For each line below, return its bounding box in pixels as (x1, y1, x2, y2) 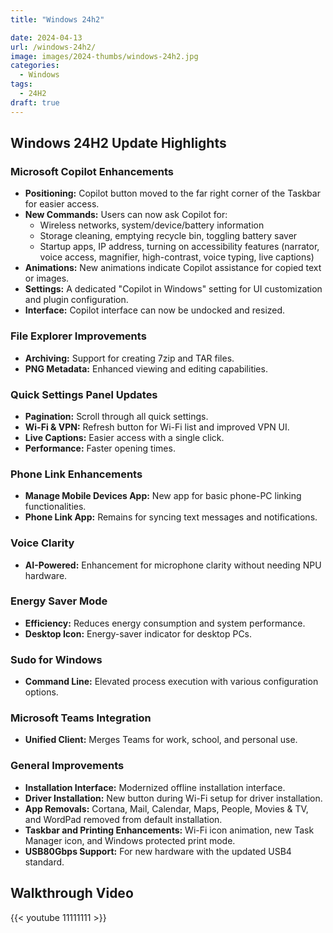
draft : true (10, 97, 60, 108)
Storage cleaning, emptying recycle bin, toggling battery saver (39, 230, 298, 242)
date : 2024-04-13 (10, 32, 83, 43)
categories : (10, 61, 60, 71)
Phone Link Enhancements (10, 467, 143, 481)
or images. (24, 272, 70, 285)
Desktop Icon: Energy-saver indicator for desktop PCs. (24, 627, 253, 640)
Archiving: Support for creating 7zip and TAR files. (24, 352, 235, 364)
